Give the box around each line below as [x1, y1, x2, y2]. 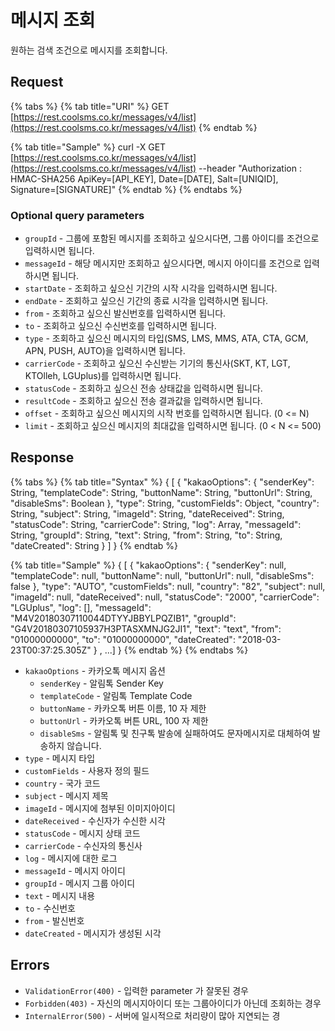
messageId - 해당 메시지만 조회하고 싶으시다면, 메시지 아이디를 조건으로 [24, 257, 302, 270]
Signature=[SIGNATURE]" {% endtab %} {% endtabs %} [10, 183, 243, 195]
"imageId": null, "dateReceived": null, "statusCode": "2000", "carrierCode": [10, 591, 320, 603]
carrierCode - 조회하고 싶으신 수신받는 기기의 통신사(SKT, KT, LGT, [24, 357, 291, 370]
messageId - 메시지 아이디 [24, 864, 126, 876]
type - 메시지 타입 [24, 752, 96, 764]
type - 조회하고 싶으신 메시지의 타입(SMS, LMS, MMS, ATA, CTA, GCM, [24, 332, 309, 345]
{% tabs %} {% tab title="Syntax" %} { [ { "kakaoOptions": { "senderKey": [10, 476, 315, 488]
